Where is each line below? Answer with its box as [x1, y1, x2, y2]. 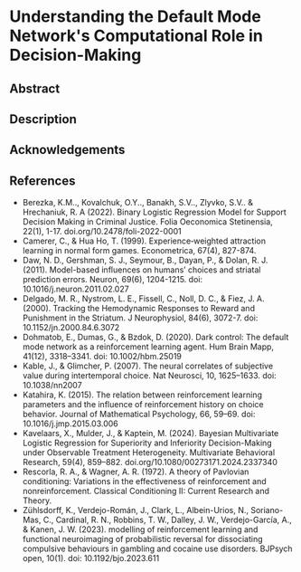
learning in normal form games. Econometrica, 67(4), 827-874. [22, 245, 257, 256]
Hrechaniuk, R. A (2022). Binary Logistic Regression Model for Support [22, 206, 287, 218]
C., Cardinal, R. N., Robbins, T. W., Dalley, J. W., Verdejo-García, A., [42, 514, 292, 526]
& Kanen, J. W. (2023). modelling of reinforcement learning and [22, 524, 259, 535]
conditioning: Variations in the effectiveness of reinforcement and [22, 476, 267, 487]
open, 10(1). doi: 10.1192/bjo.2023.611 [22, 553, 160, 564]
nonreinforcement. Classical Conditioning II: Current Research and [22, 486, 269, 497]
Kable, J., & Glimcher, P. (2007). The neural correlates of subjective [22, 360, 274, 372]
